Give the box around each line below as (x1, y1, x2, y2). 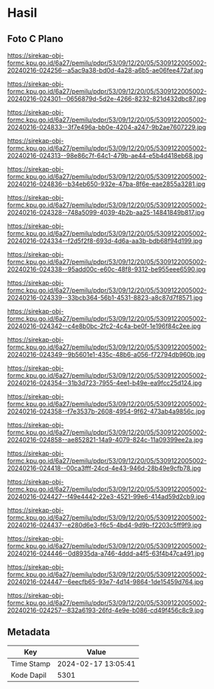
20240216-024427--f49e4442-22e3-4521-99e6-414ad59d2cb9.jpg (7, 492, 205, 501)
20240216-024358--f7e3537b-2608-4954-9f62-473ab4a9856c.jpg (7, 407, 206, 415)
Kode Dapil (10, 670, 47, 680)
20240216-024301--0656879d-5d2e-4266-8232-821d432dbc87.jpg (7, 94, 206, 103)
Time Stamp (10, 659, 51, 669)
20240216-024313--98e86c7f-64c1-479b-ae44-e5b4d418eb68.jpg (7, 152, 204, 159)
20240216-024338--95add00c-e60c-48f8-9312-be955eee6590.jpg (7, 265, 206, 274)
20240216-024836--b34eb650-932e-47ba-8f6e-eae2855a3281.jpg (7, 180, 206, 188)
